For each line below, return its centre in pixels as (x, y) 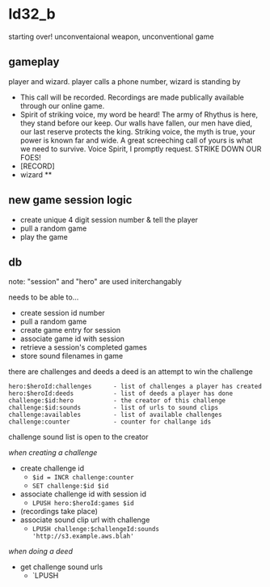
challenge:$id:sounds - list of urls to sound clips (114, 408)
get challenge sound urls (61, 567)
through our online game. (62, 105)
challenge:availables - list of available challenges (115, 415)
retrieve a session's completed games (83, 347)
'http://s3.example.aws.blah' (83, 536)
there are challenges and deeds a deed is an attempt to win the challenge (131, 372)
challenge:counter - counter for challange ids (110, 422)
